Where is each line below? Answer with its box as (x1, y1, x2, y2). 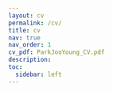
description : (8, 56, 52, 64)
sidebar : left (15, 70, 62, 78)
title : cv (8, 26, 41, 34)
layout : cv (8, 11, 45, 20)
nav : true (8, 33, 41, 42)
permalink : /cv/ (8, 19, 62, 27)
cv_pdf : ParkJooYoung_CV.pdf (8, 48, 105, 56)
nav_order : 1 (8, 41, 52, 49)
